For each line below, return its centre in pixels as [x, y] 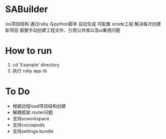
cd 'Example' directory [36, 64]
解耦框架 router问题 [33, 112]
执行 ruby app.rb [30, 71]
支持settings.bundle [33, 131]
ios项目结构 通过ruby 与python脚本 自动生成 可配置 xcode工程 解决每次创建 [83, 24]
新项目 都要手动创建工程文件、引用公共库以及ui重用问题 [63, 30]
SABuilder [27, 9]
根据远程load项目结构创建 [39, 106]
